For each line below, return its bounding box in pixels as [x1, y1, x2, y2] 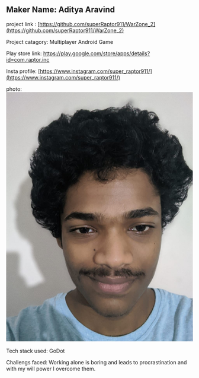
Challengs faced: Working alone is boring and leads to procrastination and [6, 358, 187, 366]
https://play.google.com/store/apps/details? [43, 50, 150, 57]
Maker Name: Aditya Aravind [6, 5, 115, 15]
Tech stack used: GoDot [6, 347, 65, 354]
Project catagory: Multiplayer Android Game [6, 38, 114, 45]
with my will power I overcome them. [6, 365, 96, 372]
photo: [6, 85, 23, 93]
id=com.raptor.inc [6, 56, 50, 63]
